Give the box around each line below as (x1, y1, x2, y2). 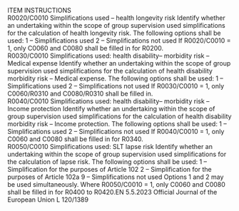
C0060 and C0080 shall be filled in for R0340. (7, 135, 144, 143)
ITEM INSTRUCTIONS (7, 6, 71, 14)
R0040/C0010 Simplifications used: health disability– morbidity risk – (7, 97, 210, 105)
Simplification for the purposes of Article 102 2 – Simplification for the (7, 165, 212, 173)
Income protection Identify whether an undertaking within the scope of (7, 105, 215, 113)
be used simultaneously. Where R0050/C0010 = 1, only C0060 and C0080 (7, 180, 226, 188)
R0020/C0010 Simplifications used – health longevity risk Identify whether (7, 14, 226, 22)
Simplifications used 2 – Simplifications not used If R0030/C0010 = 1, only (7, 82, 225, 90)
